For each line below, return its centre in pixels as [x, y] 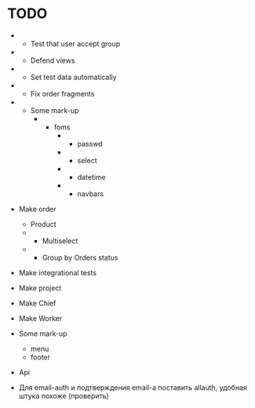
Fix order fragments [62, 93]
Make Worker [40, 318]
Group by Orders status [80, 257]
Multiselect [60, 241]
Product [43, 224]
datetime [92, 177]
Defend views [53, 60]
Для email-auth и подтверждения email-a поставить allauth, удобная [133, 387]
